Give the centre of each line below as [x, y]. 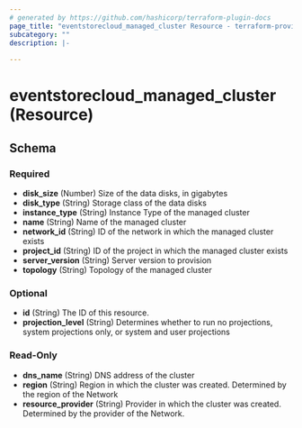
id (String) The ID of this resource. [86, 313]
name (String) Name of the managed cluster [104, 222]
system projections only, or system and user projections [126, 332]
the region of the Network [70, 394]
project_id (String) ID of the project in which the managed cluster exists [155, 250]
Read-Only [34, 355]
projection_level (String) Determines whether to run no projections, [147, 323]
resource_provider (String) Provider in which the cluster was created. [151, 404]
